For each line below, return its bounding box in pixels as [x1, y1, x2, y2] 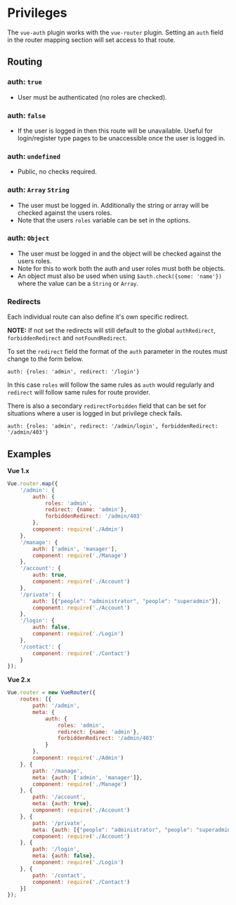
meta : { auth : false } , [32, 852, 96, 859]
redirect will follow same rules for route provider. [7, 388, 151, 397]
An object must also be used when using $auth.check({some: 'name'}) [17, 272, 223, 280]
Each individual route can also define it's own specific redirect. [7, 312, 189, 321]
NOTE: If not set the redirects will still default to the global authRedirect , [7, 326, 216, 335]
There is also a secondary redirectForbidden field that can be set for [7, 402, 206, 410]
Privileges [7, 5, 67, 21]
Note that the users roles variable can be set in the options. [17, 216, 191, 224]
